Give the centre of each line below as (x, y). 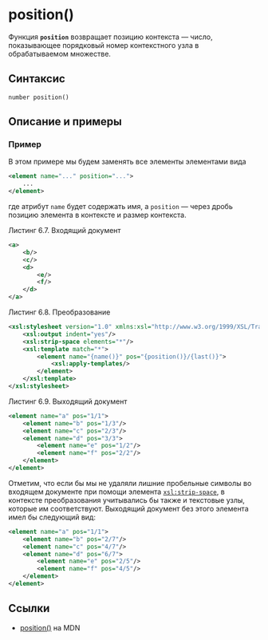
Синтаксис (37, 79)
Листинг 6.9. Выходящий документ (68, 401)
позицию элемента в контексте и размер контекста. (97, 215)
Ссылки (29, 608)
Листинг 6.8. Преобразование (59, 312)
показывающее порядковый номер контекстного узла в (104, 45)
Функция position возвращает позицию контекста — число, (110, 37)
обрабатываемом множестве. (60, 53)
